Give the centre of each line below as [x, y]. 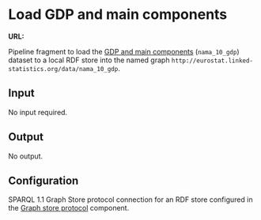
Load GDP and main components [118, 15]
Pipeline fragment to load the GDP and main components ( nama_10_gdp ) [124, 51]
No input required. [38, 112]
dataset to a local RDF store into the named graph [89, 60]
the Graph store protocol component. [69, 208]
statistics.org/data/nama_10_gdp [63, 69]
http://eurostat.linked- [212, 61]
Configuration [43, 180]
